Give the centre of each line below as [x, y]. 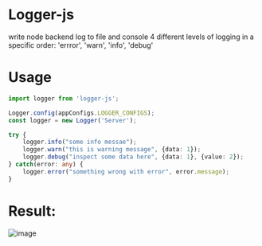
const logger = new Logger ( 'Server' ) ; [72, 120]
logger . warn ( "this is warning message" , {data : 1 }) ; [112, 150]
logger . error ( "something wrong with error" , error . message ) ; [126, 172]
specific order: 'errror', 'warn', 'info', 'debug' [81, 45]
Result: [32, 211]
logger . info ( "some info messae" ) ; [80, 142]
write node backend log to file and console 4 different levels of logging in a [131, 37]
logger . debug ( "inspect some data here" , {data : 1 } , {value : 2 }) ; [133, 157]
